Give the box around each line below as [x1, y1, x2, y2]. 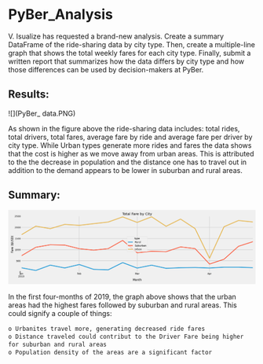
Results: [8, 88, 49, 101]
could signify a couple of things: [8, 308, 112, 318]
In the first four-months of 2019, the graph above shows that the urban [8, 292, 237, 301]
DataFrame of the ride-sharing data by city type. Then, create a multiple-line [8, 39, 255, 49]
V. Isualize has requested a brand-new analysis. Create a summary [8, 31, 225, 41]
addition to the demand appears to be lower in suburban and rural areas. [8, 165, 243, 175]
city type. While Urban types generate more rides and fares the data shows [8, 140, 252, 150]
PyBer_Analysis [8, 6, 114, 24]
